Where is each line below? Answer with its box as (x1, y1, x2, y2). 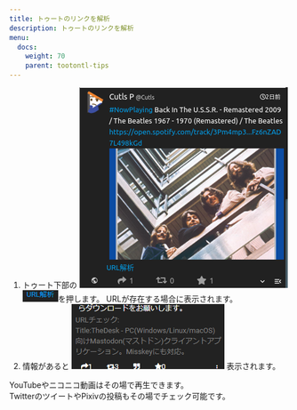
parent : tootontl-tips (25, 61, 109, 70)
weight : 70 (25, 52, 66, 61)
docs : (17, 43, 38, 52)
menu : (9, 33, 29, 42)
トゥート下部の (21, 280, 77, 290)
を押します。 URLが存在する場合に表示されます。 (57, 293, 238, 304)
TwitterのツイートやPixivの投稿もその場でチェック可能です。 (9, 391, 231, 401)
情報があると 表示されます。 (21, 361, 281, 371)
